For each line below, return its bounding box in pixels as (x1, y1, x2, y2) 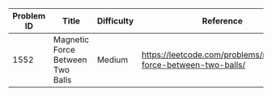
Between (53, 54, 87, 65)
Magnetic (53, 34, 90, 45)
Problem (12, 10, 46, 21)
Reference (202, 15, 243, 27)
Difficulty (96, 15, 134, 27)
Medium (96, 54, 129, 65)
